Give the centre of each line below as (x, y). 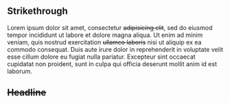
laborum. (20, 71)
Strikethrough (38, 11)
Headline (27, 92)
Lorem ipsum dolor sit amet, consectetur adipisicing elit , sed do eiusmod (110, 27)
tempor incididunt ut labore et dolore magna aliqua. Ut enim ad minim (105, 35)
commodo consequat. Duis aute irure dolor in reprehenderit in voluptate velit (115, 49)
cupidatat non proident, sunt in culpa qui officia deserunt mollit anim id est (112, 63)
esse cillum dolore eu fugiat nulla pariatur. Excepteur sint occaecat (101, 57)
